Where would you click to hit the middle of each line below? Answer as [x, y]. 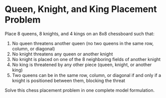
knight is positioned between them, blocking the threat [68, 80]
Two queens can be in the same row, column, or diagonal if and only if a [87, 75]
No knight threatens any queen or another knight [62, 54]
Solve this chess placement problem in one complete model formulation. [80, 90]
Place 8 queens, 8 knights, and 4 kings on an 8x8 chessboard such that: [79, 33]
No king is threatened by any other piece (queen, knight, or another [82, 64]
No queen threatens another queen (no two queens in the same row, [83, 43]
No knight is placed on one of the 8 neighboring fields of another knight [86, 59]
